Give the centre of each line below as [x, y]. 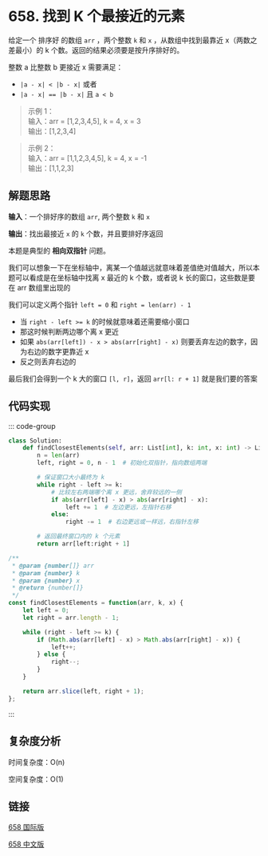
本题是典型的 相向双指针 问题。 [59, 250]
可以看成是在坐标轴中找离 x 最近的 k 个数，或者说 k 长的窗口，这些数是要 [135, 278]
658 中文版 [26, 844]
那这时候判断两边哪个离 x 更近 [69, 331]
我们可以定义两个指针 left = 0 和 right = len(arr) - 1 [100, 304]
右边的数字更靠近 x [58, 351]
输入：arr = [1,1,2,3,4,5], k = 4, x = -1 [87, 158]
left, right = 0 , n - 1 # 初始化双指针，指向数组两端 [122, 463]
